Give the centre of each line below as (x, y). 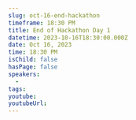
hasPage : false (33, 67)
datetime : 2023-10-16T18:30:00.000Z (68, 37)
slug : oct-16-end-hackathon (54, 15)
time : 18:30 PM (33, 52)
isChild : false (33, 60)
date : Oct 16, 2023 (40, 45)
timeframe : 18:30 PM (42, 23)
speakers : (24, 74)
